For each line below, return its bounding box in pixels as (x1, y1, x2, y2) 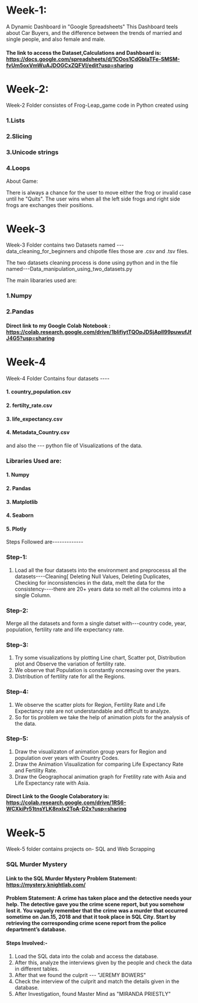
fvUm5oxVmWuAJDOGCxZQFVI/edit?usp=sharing (6, 61, 134, 68)
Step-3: (6, 641, 29, 649)
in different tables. (14, 965, 59, 972)
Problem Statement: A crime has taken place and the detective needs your (6, 894, 192, 902)
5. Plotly (6, 525, 27, 532)
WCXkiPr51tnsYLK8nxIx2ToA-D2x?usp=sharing (6, 805, 127, 812)
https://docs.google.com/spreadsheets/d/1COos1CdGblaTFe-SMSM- (6, 55, 180, 63)
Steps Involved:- (6, 939, 48, 947)
